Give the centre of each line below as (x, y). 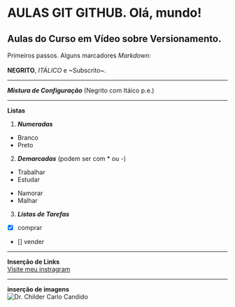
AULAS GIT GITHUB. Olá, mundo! (105, 13)
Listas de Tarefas (43, 214)
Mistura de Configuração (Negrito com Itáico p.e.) (81, 90)
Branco (28, 137)
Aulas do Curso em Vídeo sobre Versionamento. (114, 39)
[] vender (30, 242)
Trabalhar (31, 172)
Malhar (28, 200)
